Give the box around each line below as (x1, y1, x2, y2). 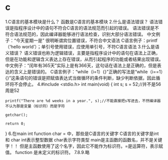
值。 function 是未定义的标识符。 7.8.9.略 (5, 149, 90, 155)
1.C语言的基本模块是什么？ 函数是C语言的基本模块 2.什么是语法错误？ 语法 (5, 18, 158, 24)
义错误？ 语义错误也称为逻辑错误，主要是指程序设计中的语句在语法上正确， (5, 49, 160, 56)
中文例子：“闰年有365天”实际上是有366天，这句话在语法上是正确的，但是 (5, 62, 157, 68)
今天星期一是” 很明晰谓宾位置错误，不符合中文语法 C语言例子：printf (16, 37, 158, 43)
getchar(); (5, 112, 28, 117)
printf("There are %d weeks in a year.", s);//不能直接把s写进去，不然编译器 (5, 98, 161, 103)
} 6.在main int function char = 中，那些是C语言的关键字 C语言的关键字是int (5, 130, 159, 136)
